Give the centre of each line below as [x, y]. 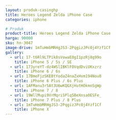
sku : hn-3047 [19, 43]
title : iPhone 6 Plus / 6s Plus [49, 81]
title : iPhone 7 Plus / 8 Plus [48, 100]
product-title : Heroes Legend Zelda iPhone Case [58, 34]
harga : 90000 [19, 38]
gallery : [15, 52]
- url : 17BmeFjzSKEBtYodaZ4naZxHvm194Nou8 [56, 76]
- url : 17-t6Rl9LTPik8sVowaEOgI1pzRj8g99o [56, 57]
